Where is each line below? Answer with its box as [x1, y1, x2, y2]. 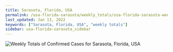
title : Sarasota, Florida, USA [5, 7, 73, 13]
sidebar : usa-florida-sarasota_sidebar [5, 27, 91, 32]
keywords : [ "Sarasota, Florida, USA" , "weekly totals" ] [5, 22, 128, 27]
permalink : [5, 12, 29, 18]
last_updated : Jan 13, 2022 [5, 17, 66, 22]
